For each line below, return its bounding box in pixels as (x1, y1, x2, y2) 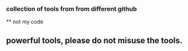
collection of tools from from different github (6, 5, 137, 13)
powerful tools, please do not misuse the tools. (6, 35, 183, 46)
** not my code (6, 18, 44, 26)
